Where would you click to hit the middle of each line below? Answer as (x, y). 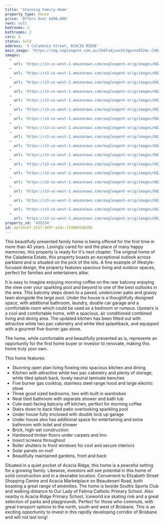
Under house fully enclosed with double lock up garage (68, 414)
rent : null (16, 23)
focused (13, 267)
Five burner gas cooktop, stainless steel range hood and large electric (82, 383)
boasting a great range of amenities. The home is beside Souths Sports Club (82, 486)
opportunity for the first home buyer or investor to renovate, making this (77, 343)
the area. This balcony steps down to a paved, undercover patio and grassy (81, 292)
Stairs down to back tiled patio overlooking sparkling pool (70, 409)
